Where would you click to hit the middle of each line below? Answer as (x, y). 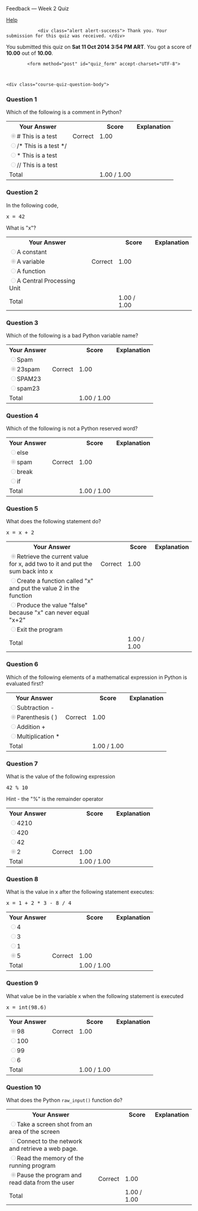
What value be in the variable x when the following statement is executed (95, 996)
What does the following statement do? (54, 521)
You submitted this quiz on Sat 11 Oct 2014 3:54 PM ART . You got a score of (99, 47)
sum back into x (31, 572)
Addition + (31, 727)
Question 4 (22, 415)
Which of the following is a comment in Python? (64, 112)
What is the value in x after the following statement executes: (80, 892)
